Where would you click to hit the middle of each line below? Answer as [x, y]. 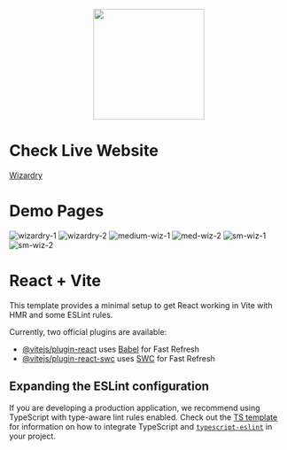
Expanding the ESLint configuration [109, 387]
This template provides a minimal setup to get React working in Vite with [141, 305]
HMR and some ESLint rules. [61, 314]
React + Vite [55, 281]
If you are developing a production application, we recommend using [135, 407]
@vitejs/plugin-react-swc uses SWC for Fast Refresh [118, 358]
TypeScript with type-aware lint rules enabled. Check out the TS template [143, 417]
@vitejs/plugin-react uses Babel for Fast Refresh [111, 349]
